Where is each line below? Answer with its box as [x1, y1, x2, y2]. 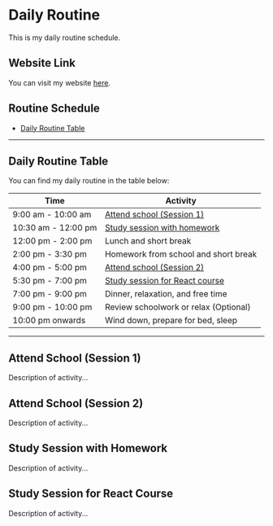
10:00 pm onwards [12, 315, 86, 327]
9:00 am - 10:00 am [12, 209, 92, 221]
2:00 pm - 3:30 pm [12, 248, 88, 260]
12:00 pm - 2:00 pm [12, 235, 93, 247]
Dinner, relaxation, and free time [104, 288, 227, 300]
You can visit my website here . [8, 77, 111, 87]
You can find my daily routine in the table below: [8, 176, 170, 186]
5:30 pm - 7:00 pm [12, 275, 88, 287]
